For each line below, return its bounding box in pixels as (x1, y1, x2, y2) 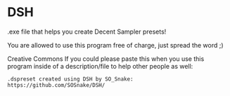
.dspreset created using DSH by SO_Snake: (7, 75, 134, 83)
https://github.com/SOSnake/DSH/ (7, 81, 106, 88)
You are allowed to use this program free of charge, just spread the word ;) (7, 41, 224, 49)
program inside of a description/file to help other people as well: (7, 62, 193, 70)
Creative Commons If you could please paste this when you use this (7, 54, 205, 63)
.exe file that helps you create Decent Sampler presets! (7, 27, 167, 36)
